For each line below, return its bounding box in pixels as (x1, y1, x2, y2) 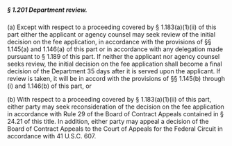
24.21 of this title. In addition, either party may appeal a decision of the (7, 117, 209, 125)
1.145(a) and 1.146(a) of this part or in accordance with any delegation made (7, 45, 224, 53)
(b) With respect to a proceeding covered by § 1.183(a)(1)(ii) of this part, (7, 95, 212, 103)
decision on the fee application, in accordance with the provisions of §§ (7, 37, 212, 46)
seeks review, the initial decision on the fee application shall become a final (7, 60, 222, 68)
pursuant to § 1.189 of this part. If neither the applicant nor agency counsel (7, 52, 220, 60)
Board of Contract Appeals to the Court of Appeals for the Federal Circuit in (7, 125, 224, 133)
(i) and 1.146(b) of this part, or (7, 82, 92, 90)
